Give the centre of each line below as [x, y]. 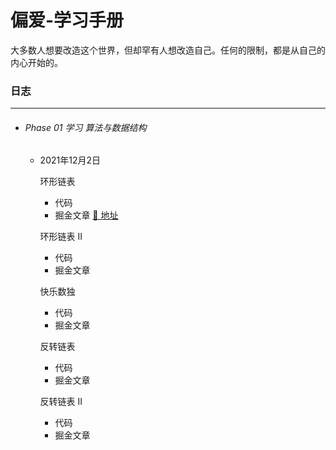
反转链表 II [61, 402]
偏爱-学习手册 [67, 20]
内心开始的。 [36, 62]
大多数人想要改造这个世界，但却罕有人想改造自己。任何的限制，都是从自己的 [168, 50]
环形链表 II [61, 237]
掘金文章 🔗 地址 [86, 215]
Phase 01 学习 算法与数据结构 [85, 127]
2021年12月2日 [70, 160]
